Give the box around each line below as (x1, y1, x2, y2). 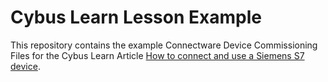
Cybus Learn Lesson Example (10, 6, 262, 29)
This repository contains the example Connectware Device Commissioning (10, 39, 318, 51)
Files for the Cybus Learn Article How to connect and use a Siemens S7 (10, 49, 305, 61)
